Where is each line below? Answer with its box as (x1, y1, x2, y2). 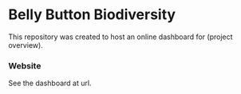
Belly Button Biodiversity (8, 6, 176, 24)
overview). (8, 40, 44, 49)
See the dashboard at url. (8, 78, 92, 88)
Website (8, 60, 41, 71)
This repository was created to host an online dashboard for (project (8, 32, 233, 41)
